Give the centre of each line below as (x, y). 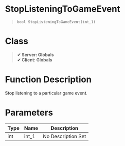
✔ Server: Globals (36, 55)
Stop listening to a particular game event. (46, 93)
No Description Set (65, 136)
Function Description (48, 80)
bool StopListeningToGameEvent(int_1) (56, 22)
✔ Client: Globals (35, 60)
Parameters (29, 112)
